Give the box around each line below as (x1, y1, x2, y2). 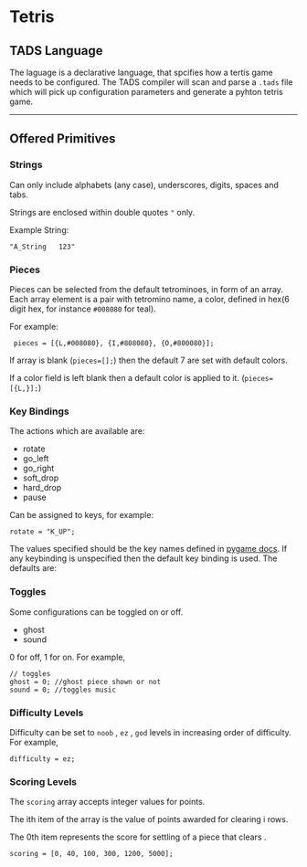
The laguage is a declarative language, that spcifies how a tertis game (9, 67, 273, 78)
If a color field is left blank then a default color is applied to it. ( (9, 372, 245, 383)
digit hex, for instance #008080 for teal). (9, 303, 157, 314)
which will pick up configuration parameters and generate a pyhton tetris (9, 87, 283, 97)
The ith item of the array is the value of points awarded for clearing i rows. (9, 814, 289, 825)
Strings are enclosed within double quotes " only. (9, 206, 196, 217)
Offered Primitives (9, 131, 116, 147)
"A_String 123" (9, 242, 76, 251)
